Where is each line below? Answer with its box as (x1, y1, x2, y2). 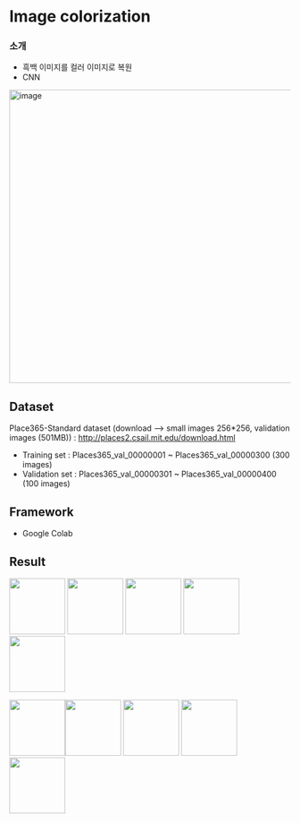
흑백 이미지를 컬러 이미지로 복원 (21, 62, 132, 73)
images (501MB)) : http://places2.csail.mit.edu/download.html (9, 433, 236, 443)
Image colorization (9, 6, 151, 27)
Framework (9, 504, 74, 519)
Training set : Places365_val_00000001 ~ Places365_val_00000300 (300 (21, 450, 290, 460)
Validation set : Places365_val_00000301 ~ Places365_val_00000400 (21, 468, 277, 480)
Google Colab (21, 528, 73, 539)
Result (9, 553, 46, 570)
